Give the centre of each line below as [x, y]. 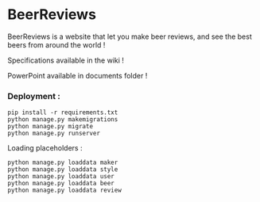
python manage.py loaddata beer [61, 184]
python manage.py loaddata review [65, 191]
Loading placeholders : [45, 148]
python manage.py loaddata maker [63, 163]
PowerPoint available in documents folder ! [78, 75]
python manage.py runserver [54, 133]
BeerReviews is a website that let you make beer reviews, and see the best [130, 36]
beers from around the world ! [56, 44]
